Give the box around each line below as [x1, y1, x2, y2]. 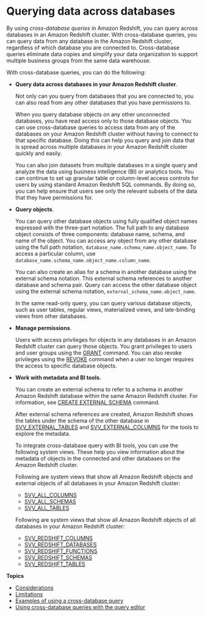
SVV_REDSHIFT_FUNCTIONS [24, 547, 98, 555]
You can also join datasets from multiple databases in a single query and [15, 161, 198, 168]
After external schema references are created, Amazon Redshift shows [15, 410, 194, 417]
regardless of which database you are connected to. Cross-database [6, 44, 180, 51]
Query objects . [15, 206, 54, 213]
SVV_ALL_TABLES [24, 504, 70, 511]
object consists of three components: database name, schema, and [15, 230, 185, 237]
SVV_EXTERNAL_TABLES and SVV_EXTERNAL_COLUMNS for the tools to [15, 423, 199, 431]
